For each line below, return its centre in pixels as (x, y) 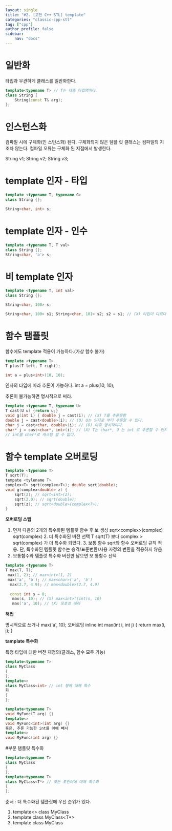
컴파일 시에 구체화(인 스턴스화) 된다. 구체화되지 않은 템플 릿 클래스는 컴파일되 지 (85, 142)
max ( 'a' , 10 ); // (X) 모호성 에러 (46, 604)
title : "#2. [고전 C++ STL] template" (46, 15)
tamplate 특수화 (22, 641)
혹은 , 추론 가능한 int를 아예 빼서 (37, 728)
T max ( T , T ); (19, 570)
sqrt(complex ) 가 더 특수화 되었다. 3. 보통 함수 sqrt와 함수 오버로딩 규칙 (85, 543)
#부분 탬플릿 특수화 (25, 748)
